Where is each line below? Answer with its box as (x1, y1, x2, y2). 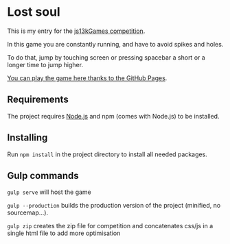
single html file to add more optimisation (7, 229, 121, 237)
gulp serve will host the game (7, 188, 91, 196)
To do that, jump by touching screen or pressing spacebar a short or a (7, 53, 206, 62)
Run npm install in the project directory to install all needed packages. (7, 150, 207, 158)
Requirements (7, 94, 69, 106)
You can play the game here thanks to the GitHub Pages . (7, 73, 168, 82)
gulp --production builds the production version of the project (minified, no (7, 202, 221, 210)
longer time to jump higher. (7, 60, 84, 69)
